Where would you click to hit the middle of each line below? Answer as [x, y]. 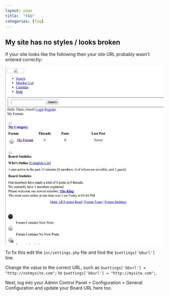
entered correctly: [24, 60]
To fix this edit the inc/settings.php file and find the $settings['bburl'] [80, 253]
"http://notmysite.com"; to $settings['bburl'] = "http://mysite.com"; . [81, 273]
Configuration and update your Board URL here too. [59, 288]
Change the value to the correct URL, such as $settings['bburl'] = [75, 268]
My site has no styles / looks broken [63, 42]
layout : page [19, 11]
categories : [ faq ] [24, 21]
